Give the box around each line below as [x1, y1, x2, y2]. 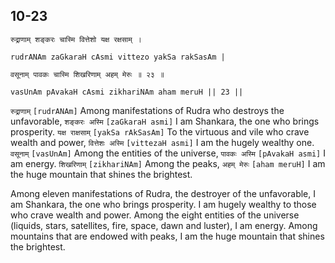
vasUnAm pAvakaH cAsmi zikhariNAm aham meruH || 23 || [10, 87, 244, 97]
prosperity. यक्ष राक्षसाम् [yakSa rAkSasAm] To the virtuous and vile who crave [10, 125, 310, 138]
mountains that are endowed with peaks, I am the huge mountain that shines [10, 230, 325, 242]
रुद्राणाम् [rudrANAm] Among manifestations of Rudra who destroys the [10, 104, 285, 116]
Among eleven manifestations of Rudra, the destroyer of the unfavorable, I [10, 187, 316, 199]
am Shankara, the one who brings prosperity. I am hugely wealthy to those [10, 198, 317, 210]
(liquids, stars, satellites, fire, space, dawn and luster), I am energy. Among [10, 219, 318, 231]
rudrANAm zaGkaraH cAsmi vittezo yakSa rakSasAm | [10, 52, 226, 62]
